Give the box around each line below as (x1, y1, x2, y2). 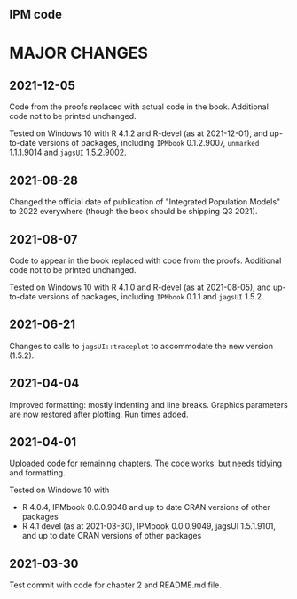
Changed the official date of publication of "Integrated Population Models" (9, 196, 281, 207)
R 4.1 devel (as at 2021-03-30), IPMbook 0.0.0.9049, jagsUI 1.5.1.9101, (21, 521, 277, 531)
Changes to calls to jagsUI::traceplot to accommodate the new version (9, 340, 273, 351)
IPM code (9, 7, 63, 22)
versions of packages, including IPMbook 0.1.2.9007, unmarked (38, 138, 260, 148)
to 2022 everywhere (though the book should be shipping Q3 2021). (9, 206, 258, 217)
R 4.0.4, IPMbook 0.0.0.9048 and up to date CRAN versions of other (21, 502, 270, 513)
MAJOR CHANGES (9, 43, 149, 63)
